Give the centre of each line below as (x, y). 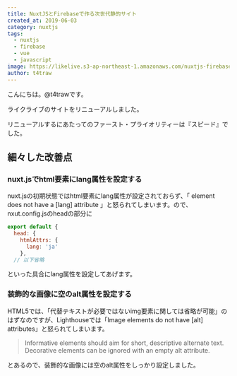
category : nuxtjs (33, 27)
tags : (15, 34)
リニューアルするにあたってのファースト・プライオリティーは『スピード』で (118, 124)
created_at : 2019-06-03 (42, 20)
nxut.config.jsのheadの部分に (50, 213)
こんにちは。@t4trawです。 (47, 94)
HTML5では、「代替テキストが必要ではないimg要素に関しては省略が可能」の (117, 311)
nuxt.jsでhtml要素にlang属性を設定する (75, 179)
